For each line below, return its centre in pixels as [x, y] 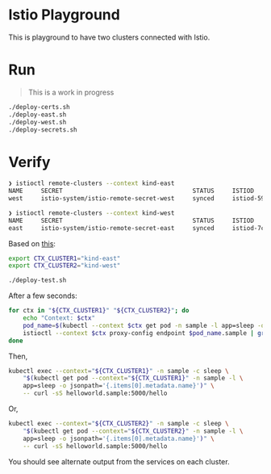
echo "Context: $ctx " [59, 318]
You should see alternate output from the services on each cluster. [119, 461]
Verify [29, 162]
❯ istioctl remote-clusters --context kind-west [92, 213]
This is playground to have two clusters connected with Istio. [109, 37]
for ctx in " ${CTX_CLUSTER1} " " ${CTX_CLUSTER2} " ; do [99, 311]
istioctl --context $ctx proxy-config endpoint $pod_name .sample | [138, 333]
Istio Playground [65, 15]
